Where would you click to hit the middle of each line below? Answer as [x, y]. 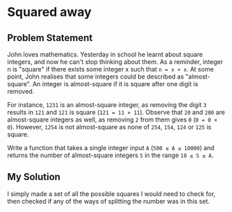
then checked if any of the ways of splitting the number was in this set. [109, 201]
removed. [21, 91]
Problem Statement [50, 38]
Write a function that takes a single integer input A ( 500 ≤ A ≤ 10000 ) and [111, 148]
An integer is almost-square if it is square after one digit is [115, 84]
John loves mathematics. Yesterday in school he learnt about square [105, 54]
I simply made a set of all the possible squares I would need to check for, [111, 194]
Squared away [49, 12]
